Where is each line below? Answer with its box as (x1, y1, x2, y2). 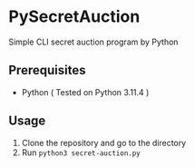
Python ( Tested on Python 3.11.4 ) (21, 86, 150, 97)
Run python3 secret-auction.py (21, 147, 141, 158)
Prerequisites (8, 63, 86, 78)
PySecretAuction (8, 6, 141, 27)
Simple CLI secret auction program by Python (8, 36, 179, 47)
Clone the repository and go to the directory (21, 137, 187, 148)
